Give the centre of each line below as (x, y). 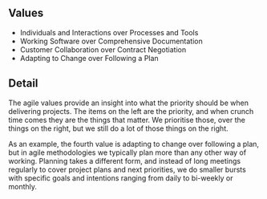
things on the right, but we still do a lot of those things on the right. (118, 128)
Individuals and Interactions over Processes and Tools (109, 32)
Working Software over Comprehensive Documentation (111, 41)
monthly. (23, 186)
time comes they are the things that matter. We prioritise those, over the (127, 120)
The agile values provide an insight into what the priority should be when (128, 103)
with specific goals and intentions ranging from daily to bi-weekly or (121, 178)
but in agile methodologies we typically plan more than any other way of (127, 152)
